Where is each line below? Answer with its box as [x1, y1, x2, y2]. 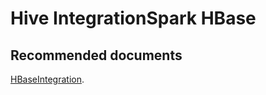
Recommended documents [10, 47, 183, 64]
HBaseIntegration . [10, 73, 85, 85]
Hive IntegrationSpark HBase [10, 7, 257, 30]
